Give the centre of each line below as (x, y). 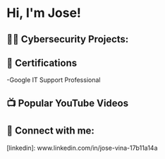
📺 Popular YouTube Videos (67, 103)
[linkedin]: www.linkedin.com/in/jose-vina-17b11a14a (82, 148)
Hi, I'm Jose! (44, 13)
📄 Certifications (42, 63)
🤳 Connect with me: (50, 131)
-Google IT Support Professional (54, 80)
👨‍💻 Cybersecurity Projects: (68, 39)
